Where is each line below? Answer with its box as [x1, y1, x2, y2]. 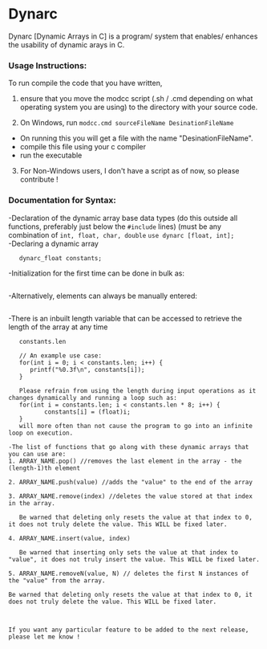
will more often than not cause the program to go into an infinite [18, 422, 253, 430]
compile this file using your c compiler [19, 142, 147, 152]
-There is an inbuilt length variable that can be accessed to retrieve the [8, 313, 242, 323]
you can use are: [8, 450, 67, 458]
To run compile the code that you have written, [8, 78, 163, 88]
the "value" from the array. [8, 576, 106, 585]
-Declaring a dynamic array [8, 239, 99, 248]
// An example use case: [18, 351, 103, 360]
